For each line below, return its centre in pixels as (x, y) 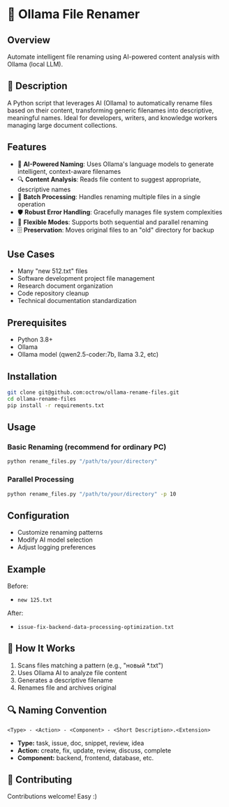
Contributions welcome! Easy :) (52, 797)
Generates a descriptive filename (65, 680)
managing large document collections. (62, 125)
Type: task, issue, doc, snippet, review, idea (81, 743)
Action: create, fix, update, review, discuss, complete (94, 750)
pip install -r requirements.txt (56, 405)
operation (31, 204)
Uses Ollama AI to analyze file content (72, 672)
